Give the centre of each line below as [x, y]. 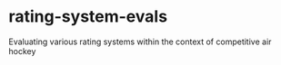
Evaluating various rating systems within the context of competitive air [140, 42]
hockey [22, 51]
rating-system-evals [88, 17]
